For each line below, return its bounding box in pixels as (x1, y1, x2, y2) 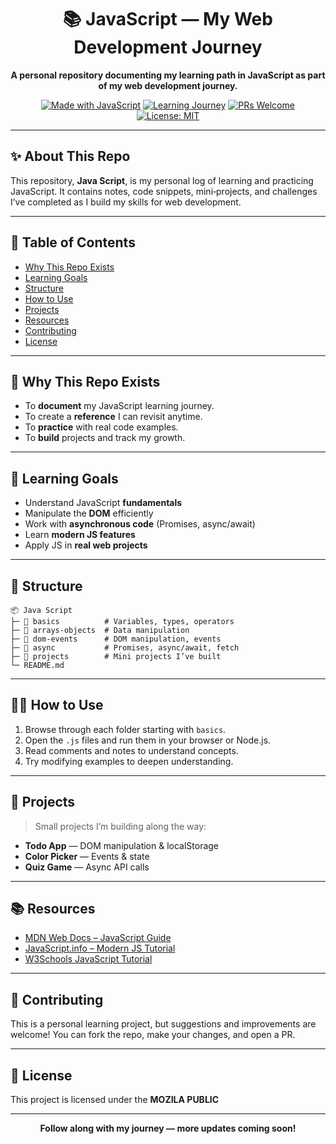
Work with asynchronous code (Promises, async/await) (24, 518, 256, 530)
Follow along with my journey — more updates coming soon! (39, 1122, 297, 1135)
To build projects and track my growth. (24, 432, 186, 444)
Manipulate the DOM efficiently (24, 507, 154, 520)
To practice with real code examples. (24, 421, 179, 433)
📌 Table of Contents (10, 234, 136, 251)
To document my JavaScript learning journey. (24, 400, 215, 412)
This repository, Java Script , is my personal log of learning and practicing (10, 174, 314, 186)
